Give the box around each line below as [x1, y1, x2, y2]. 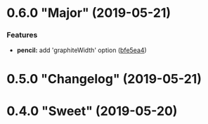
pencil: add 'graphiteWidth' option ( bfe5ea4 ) [16, 46, 147, 54]
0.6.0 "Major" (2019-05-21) [6, 5, 171, 21]
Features [6, 30, 38, 40]
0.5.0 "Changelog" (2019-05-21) [6, 70, 202, 87]
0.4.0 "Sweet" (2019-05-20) [6, 103, 178, 119]
